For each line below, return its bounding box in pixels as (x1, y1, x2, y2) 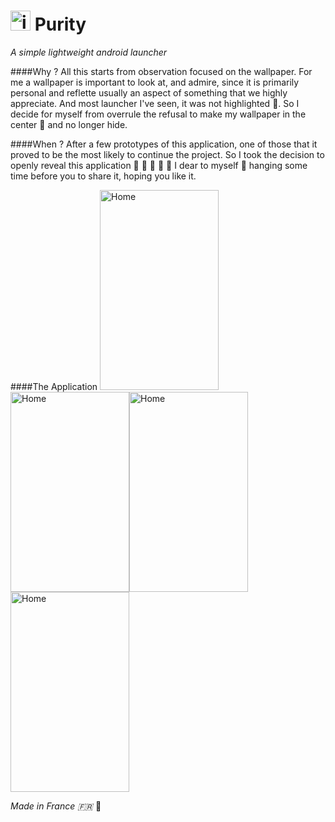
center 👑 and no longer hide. (10, 118, 128, 130)
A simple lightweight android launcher (10, 46, 168, 58)
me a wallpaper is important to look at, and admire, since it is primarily (10, 76, 300, 88)
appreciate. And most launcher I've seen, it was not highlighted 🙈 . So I (10, 97, 300, 109)
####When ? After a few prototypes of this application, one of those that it (10, 138, 318, 150)
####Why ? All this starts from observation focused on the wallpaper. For (10, 65, 313, 77)
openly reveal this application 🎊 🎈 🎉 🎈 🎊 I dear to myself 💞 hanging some (10, 159, 308, 171)
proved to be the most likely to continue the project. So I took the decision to (10, 148, 325, 160)
